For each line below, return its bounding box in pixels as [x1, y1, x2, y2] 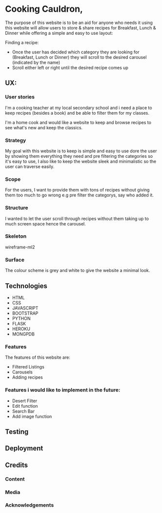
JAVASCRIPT [12, 305, 39, 311]
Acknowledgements [5, 502, 54, 509]
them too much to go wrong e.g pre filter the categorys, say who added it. [5, 192, 154, 198]
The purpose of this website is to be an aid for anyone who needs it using [5, 20, 153, 25]
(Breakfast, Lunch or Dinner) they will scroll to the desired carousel [12, 54, 147, 60]
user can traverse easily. [5, 163, 55, 170]
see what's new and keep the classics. [5, 124, 83, 130]
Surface [5, 256, 24, 263]
